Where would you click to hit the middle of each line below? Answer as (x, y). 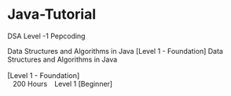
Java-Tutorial (52, 14)
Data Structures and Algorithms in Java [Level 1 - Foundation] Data (115, 51)
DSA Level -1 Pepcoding (46, 36)
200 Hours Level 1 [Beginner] (62, 84)
